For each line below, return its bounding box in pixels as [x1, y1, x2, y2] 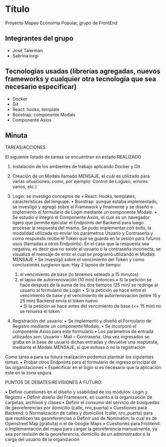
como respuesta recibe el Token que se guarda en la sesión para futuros [12, 236, 161, 242]
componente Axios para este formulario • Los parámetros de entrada [12, 328, 154, 334]
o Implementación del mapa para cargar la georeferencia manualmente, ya [5, 426, 158, 432]
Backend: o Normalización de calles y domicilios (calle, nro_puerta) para [5, 410, 153, 416]
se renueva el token [19, 309, 60, 315]
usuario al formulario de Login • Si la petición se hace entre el [19, 287, 146, 293]
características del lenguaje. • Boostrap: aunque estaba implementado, [12, 198, 158, 204]
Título [5, 3, 30, 15]
